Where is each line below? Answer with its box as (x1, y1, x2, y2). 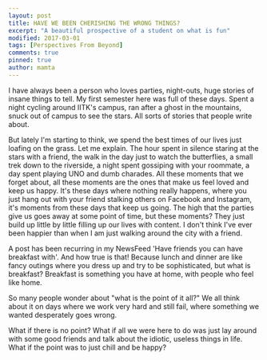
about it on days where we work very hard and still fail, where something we (8, 301, 260, 311)
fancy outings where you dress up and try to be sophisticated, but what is (8, 260, 251, 270)
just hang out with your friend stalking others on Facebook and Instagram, (8, 194, 253, 204)
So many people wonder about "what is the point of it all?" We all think (8, 293, 241, 303)
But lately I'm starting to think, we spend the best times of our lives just (8, 135, 242, 144)
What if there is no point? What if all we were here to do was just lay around (8, 325, 257, 335)
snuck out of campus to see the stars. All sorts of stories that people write (8, 111, 253, 121)
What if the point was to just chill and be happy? (8, 342, 166, 352)
